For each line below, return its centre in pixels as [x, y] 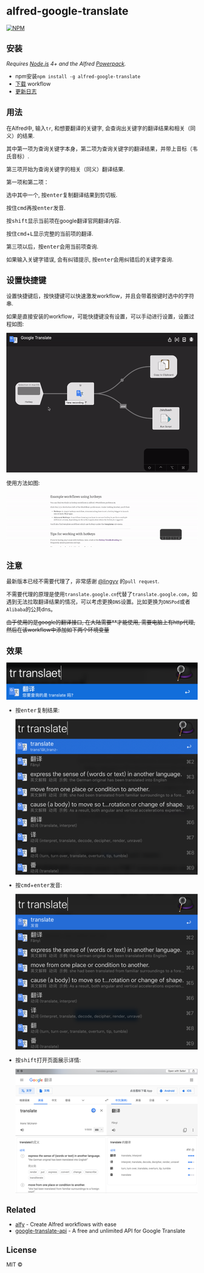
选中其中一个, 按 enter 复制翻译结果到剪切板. [62, 195]
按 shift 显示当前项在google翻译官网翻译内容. [64, 220]
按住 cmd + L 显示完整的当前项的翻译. [50, 233]
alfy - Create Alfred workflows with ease [66, 1224]
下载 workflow [33, 84]
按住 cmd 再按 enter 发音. [36, 208]
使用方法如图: [23, 483]
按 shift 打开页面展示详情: [48, 1060]
